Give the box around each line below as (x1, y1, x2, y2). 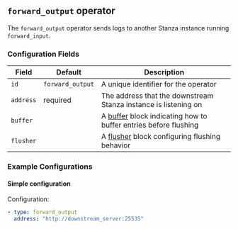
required (43, 95, 72, 105)
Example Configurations (7, 162, 93, 172)
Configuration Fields (7, 49, 80, 59)
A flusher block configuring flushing (101, 132, 221, 142)
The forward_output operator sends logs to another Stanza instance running (7, 23, 229, 32)
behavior (101, 140, 131, 150)
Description (144, 67, 185, 77)
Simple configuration (7, 179, 71, 188)
